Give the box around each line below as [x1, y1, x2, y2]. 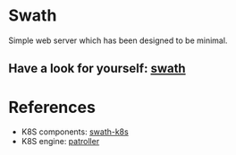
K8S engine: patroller [21, 136, 100, 147]
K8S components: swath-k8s [21, 126, 129, 137]
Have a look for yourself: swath [8, 61, 186, 76]
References [8, 97, 96, 117]
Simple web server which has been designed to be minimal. [8, 35, 228, 46]
